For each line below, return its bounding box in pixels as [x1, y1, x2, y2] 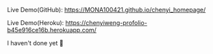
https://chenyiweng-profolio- [65, 19, 147, 26]
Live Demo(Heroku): [7, 19, 64, 26]
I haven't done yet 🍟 [7, 39, 64, 47]
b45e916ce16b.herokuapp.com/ [7, 26, 97, 34]
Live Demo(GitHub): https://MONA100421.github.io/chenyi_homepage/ [7, 6, 206, 13]
